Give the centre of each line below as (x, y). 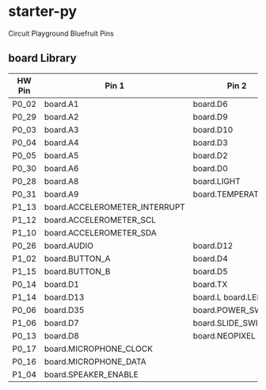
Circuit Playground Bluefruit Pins (61, 33)
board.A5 (61, 155)
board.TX (210, 284)
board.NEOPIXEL (224, 335)
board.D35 (64, 310)
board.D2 (210, 155)
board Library (42, 58)
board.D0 (210, 168)
